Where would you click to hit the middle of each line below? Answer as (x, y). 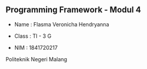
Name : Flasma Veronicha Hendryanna (62, 24)
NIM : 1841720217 (36, 47)
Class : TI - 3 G (33, 36)
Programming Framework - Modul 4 (73, 10)
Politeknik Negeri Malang (36, 59)
